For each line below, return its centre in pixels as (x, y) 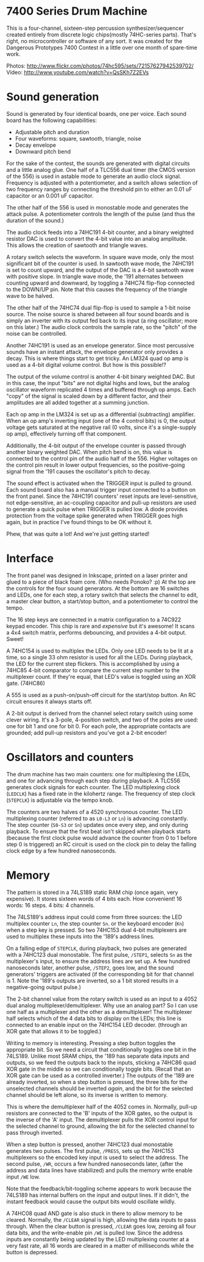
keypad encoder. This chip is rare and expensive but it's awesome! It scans (100, 626)
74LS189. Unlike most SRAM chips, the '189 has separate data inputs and (98, 1056)
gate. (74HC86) (26, 683)
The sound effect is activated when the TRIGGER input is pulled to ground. (100, 483)
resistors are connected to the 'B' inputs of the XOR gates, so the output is (100, 1113)
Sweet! (15, 639)
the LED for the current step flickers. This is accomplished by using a (93, 664)
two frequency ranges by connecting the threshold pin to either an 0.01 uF (99, 189)
